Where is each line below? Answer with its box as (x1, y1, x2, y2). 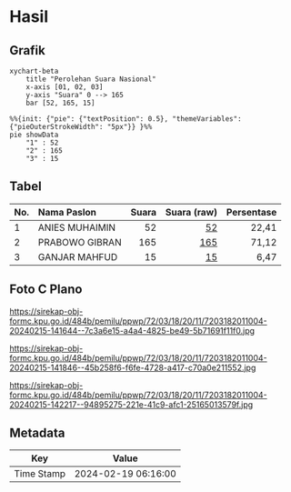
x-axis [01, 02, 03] (25, 83, 104, 92)
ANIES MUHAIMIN (37, 221, 116, 234)
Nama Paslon (37, 206, 97, 218)
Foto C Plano (9, 282, 83, 297)
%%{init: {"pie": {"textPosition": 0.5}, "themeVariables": (9, 115, 243, 124)
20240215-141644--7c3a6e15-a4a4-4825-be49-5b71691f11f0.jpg (9, 325, 256, 336)
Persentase (226, 206, 277, 218)
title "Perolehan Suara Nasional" (25, 75, 156, 84)
